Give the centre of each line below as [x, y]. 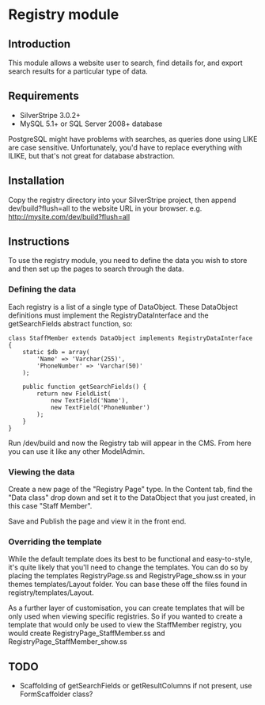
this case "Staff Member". [50, 506]
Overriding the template [55, 542]
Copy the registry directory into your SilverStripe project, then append [122, 200]
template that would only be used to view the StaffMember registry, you [125, 625]
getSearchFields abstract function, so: [70, 323]
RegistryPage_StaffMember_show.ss [68, 642]
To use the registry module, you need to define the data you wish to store [128, 261]
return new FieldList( [74, 394]
